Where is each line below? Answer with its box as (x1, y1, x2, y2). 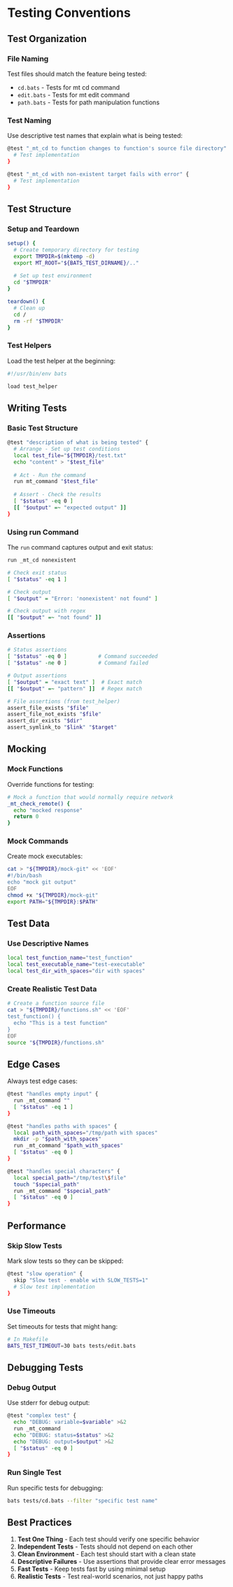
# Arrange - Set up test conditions (13, 446, 120, 453)
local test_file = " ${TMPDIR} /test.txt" (13, 452, 127, 459)
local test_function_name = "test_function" (7, 954, 133, 962)
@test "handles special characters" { (7, 1168, 120, 1175)
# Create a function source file (7, 1000, 105, 1007)
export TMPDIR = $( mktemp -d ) (13, 253, 96, 260)
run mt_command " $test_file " (13, 478, 99, 485)
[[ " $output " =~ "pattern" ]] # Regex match (7, 685, 142, 692)
